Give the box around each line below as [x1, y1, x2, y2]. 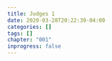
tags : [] [7, 29, 33, 37]
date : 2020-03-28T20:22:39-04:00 [7, 17, 106, 24]
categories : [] [7, 23, 52, 30]
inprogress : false [7, 43, 61, 50]
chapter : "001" [7, 36, 52, 43]
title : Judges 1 [7, 10, 55, 18]
